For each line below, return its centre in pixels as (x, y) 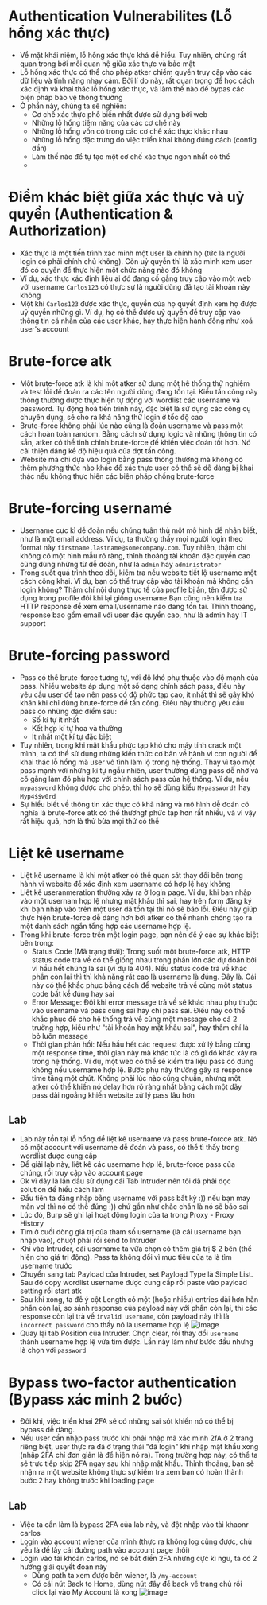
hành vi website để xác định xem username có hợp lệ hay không (125, 884)
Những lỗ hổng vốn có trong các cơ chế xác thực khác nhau (130, 131)
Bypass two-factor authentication (122, 1382)
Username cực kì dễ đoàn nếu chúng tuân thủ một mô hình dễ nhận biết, (139, 530)
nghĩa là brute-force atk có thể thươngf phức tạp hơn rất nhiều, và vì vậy (138, 812)
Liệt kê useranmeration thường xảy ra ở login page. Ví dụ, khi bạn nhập (135, 892)
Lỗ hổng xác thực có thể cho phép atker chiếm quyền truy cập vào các (136, 72)
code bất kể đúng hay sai (73, 993)
